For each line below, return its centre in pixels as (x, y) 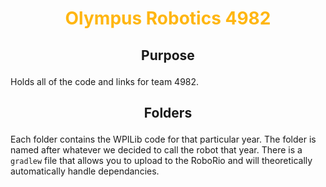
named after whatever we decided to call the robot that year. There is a (156, 149)
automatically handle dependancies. (85, 171)
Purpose (168, 55)
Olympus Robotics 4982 (168, 18)
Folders (168, 112)
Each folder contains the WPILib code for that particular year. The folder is (163, 139)
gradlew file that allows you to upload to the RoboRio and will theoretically (161, 160)
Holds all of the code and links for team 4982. (105, 81)
